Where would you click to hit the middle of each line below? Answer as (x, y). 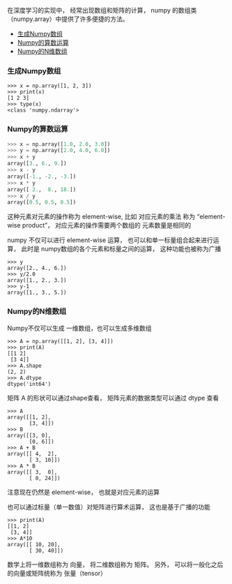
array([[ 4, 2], (32, 454)
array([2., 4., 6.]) (37, 268)
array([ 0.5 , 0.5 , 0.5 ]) (42, 202)
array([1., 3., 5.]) (37, 293)
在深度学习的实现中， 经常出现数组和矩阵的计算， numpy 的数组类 (102, 10)
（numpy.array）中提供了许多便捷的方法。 (68, 19)
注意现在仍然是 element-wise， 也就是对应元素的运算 (84, 492)
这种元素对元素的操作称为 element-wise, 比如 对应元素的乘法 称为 (101, 217)
